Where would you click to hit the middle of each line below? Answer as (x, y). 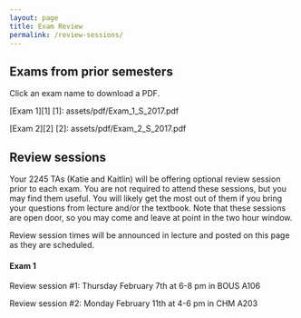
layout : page (34, 18)
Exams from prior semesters (92, 71)
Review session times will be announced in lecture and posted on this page (150, 235)
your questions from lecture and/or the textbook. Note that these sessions (148, 208)
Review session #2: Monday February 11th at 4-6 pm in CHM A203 (134, 303)
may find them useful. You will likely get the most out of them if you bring (146, 198)
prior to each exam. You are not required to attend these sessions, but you (148, 189)
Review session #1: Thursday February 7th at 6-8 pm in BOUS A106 (135, 286)
